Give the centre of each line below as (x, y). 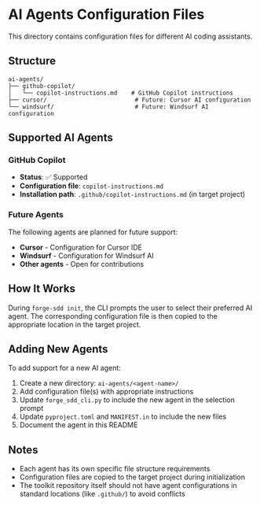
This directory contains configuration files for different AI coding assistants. (130, 36)
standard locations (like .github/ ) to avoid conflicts (103, 494)
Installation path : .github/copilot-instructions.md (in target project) (132, 194)
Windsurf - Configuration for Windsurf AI (87, 255)
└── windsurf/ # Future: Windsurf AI (109, 107)
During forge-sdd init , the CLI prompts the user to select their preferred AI (130, 308)
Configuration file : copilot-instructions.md (91, 186)
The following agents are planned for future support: (93, 232)
